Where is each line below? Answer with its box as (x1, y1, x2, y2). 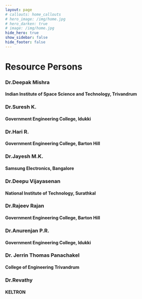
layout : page (5, 7, 32, 12)
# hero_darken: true (5, 21, 48, 26)
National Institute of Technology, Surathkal (5, 190, 96, 196)
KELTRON (5, 289, 26, 295)
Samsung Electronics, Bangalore (5, 165, 74, 171)
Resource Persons (5, 61, 83, 72)
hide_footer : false (5, 40, 46, 45)
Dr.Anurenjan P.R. (5, 227, 50, 234)
